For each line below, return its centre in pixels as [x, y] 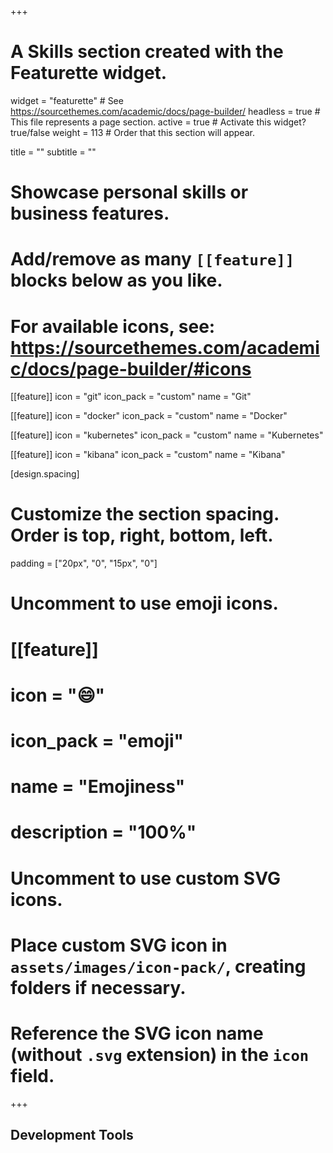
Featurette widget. [89, 73]
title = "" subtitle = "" [53, 152]
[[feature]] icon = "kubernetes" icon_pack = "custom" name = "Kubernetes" [167, 435]
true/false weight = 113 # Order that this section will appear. [132, 132]
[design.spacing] [45, 474]
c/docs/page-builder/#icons [131, 368]
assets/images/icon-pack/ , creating [158, 966]
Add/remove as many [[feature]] [152, 259]
